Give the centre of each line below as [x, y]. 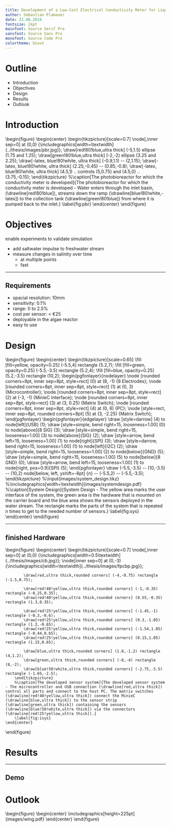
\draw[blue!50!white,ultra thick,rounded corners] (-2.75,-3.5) [93, 669]
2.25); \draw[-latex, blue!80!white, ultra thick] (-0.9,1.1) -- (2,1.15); [73, 161]
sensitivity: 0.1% [30, 303]
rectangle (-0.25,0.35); [32, 593]
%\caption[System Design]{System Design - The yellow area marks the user [85, 489]
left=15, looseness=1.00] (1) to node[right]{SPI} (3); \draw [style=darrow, [81, 441]
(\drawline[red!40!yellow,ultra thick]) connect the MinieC [70, 696]
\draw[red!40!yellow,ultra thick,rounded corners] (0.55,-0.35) [93, 598]
